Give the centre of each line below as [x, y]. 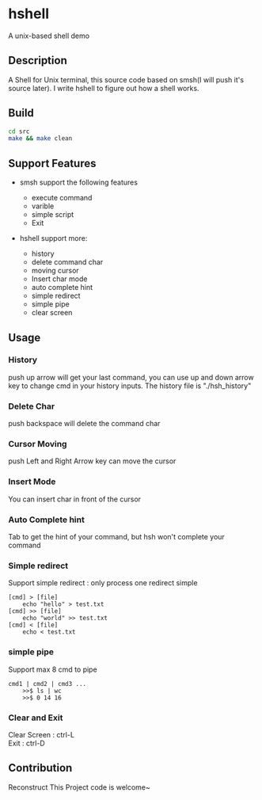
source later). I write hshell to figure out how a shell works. [104, 88]
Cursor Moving [38, 444]
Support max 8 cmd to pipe [53, 669]
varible [43, 206]
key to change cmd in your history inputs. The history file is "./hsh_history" [130, 386]
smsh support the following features [79, 182]
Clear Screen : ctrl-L [42, 734]
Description [38, 61]
